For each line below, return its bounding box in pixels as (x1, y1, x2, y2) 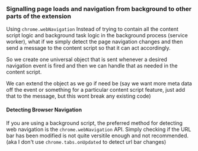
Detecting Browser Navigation (6, 106, 82, 113)
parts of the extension (6, 12, 71, 20)
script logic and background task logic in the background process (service (6, 32, 188, 39)
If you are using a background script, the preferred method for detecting (6, 119, 183, 126)
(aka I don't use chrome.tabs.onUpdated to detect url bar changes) (6, 138, 167, 145)
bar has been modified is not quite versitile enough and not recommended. (6, 132, 189, 139)
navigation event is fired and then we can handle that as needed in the (6, 62, 178, 69)
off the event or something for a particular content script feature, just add (6, 86, 186, 94)
